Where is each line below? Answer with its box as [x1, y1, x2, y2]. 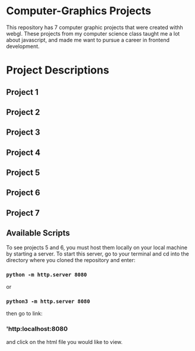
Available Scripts [6, 228, 70, 238]
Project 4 [6, 147, 40, 158]
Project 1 [6, 87, 39, 97]
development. [6, 43, 40, 50]
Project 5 [6, 168, 40, 178]
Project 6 [6, 188, 40, 198]
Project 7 [6, 208, 40, 218]
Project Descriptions [6, 63, 110, 77]
